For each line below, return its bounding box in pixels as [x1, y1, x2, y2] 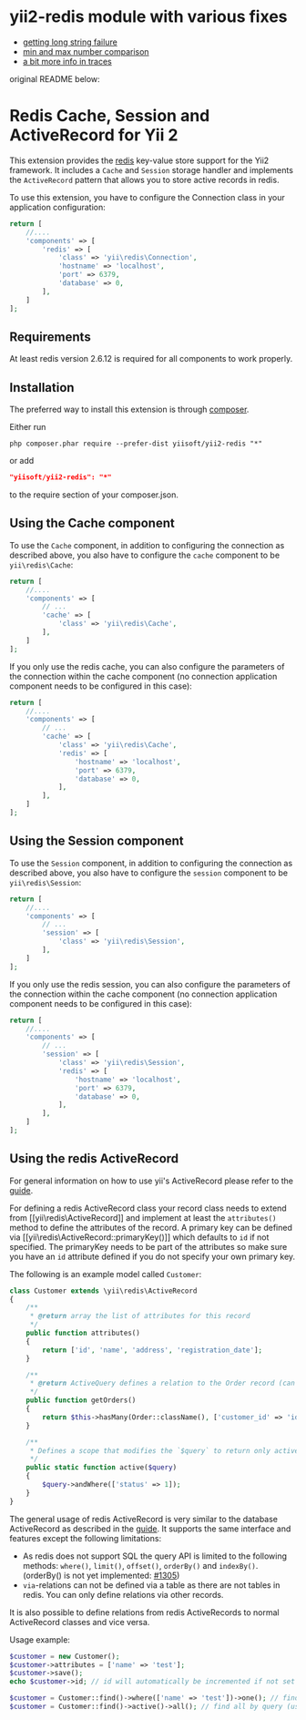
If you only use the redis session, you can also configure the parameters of [9, 978, 291, 989]
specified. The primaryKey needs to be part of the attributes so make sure [9, 1241, 288, 1252]
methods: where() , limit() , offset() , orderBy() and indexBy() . [22, 1560, 259, 1571]
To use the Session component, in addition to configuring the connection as [9, 857, 293, 868]
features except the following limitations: [9, 1532, 162, 1543]
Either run [9, 422, 46, 433]
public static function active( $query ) [25, 1463, 178, 1472]
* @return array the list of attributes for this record [29, 1312, 250, 1321]
